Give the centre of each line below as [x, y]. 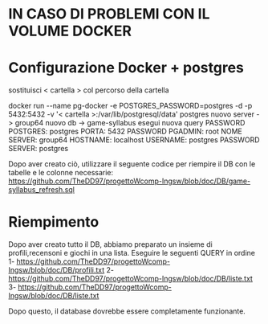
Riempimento [54, 222]
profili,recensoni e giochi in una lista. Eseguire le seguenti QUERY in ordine [132, 253]
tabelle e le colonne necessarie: [61, 173]
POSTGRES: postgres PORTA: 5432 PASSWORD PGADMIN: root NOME [126, 131]
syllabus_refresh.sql [41, 190]
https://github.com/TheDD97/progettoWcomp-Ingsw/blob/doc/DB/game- [130, 181]
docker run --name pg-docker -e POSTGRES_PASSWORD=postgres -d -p [130, 106]
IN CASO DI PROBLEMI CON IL [109, 14]
